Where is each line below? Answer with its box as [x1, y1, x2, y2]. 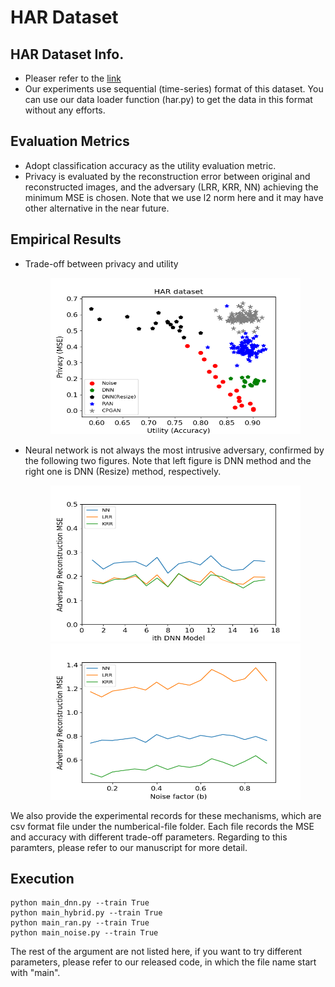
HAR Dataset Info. [10, 46, 125, 63]
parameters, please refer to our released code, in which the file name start [10, 956, 317, 968]
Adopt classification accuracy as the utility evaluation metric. [24, 159, 277, 171]
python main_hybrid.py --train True [10, 908, 163, 918]
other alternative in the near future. [24, 202, 170, 214]
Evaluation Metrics [10, 133, 130, 150]
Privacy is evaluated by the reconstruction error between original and [24, 170, 311, 182]
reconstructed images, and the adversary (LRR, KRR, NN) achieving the [24, 181, 319, 193]
